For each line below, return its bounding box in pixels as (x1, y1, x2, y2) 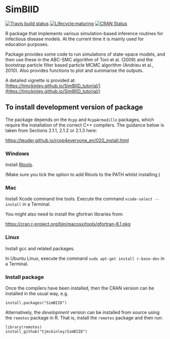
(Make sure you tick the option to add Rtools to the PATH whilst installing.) (5, 172, 160, 178)
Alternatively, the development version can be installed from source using (5, 309, 160, 315)
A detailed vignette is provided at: (5, 77, 76, 83)
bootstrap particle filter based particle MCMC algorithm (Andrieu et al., (5, 62, 154, 68)
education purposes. (5, 41, 49, 47)
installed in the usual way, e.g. (5, 290, 69, 297)
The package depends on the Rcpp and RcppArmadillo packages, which (5, 116, 154, 123)
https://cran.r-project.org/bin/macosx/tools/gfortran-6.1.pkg (5, 221, 131, 227)
